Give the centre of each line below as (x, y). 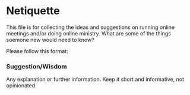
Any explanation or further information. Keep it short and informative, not (95, 79)
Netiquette (33, 11)
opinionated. (21, 86)
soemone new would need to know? (50, 40)
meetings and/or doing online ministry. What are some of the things (88, 33)
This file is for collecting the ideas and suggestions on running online (91, 27)
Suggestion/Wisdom (37, 66)
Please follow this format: (37, 51)
